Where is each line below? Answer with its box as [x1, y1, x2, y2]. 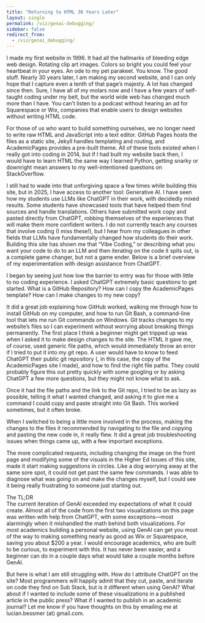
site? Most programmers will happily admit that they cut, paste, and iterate [6, 577, 194, 584]
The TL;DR [6, 494, 34, 501]
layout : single [6, 15, 45, 21]
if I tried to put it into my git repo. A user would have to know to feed [6, 349, 178, 356]
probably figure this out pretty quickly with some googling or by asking [6, 368, 185, 375]
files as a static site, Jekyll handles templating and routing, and [6, 138, 165, 144]
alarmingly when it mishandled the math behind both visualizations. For [6, 520, 185, 527]
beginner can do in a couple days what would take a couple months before [6, 552, 195, 559]
